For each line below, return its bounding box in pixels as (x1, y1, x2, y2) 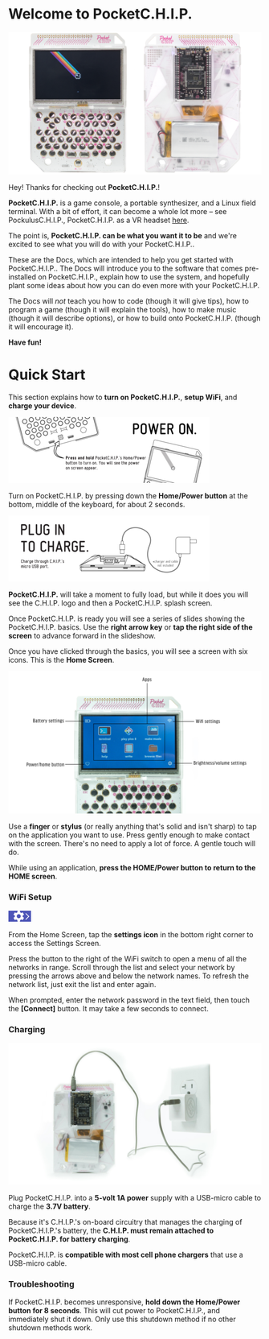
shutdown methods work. (8, 1322, 93, 1333)
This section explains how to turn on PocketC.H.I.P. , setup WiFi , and (8, 392, 238, 402)
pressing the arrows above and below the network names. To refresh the (8, 971, 249, 981)
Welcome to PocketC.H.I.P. (8, 5, 193, 23)
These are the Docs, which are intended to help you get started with (8, 254, 234, 264)
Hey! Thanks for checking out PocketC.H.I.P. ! (8, 182, 161, 192)
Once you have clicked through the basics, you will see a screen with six (8, 646, 249, 656)
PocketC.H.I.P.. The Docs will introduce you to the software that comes (8, 263, 243, 273)
